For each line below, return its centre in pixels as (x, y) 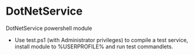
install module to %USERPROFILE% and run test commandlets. (94, 46)
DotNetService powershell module (49, 28)
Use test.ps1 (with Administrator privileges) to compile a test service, (101, 40)
